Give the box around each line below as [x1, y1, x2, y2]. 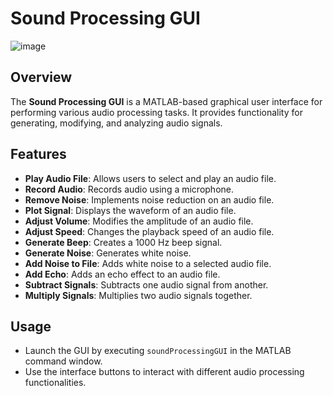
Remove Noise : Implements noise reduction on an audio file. [24, 193, 275, 206]
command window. [24, 355, 103, 367]
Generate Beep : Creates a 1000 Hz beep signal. [24, 236, 223, 248]
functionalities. [24, 377, 87, 389]
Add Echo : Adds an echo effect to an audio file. [24, 268, 221, 280]
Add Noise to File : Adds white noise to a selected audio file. [24, 257, 272, 269]
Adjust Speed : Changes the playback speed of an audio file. [24, 225, 275, 237]
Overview [10, 69, 73, 86]
